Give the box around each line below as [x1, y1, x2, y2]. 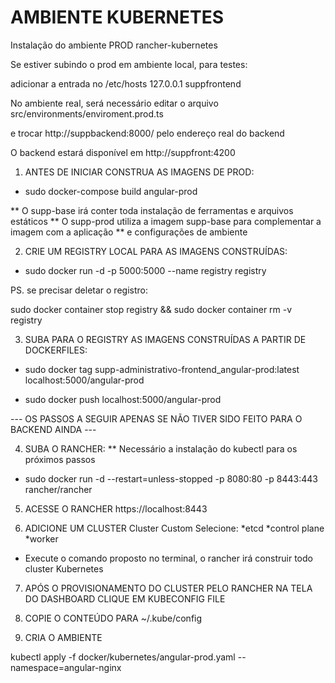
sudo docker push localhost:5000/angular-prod [24, 393, 222, 405]
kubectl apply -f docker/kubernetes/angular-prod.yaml [10, 651, 236, 663]
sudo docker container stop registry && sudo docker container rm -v [10, 303, 293, 315]
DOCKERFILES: [24, 344, 88, 356]
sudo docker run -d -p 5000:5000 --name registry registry [24, 264, 267, 276]
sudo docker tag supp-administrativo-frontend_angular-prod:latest [24, 363, 300, 375]
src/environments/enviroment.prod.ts [10, 107, 164, 120]
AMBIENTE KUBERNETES [10, 6, 224, 29]
